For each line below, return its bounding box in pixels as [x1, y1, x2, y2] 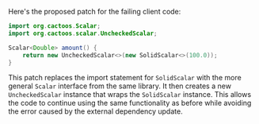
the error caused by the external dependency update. [8, 107, 184, 116]
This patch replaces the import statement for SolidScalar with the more [8, 73, 242, 83]
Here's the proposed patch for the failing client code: [8, 7, 181, 16]
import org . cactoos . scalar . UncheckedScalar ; [8, 29, 158, 37]
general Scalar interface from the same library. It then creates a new [8, 81, 232, 91]
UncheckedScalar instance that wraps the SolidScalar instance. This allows [8, 90, 252, 99]
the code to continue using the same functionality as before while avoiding [8, 99, 252, 108]
